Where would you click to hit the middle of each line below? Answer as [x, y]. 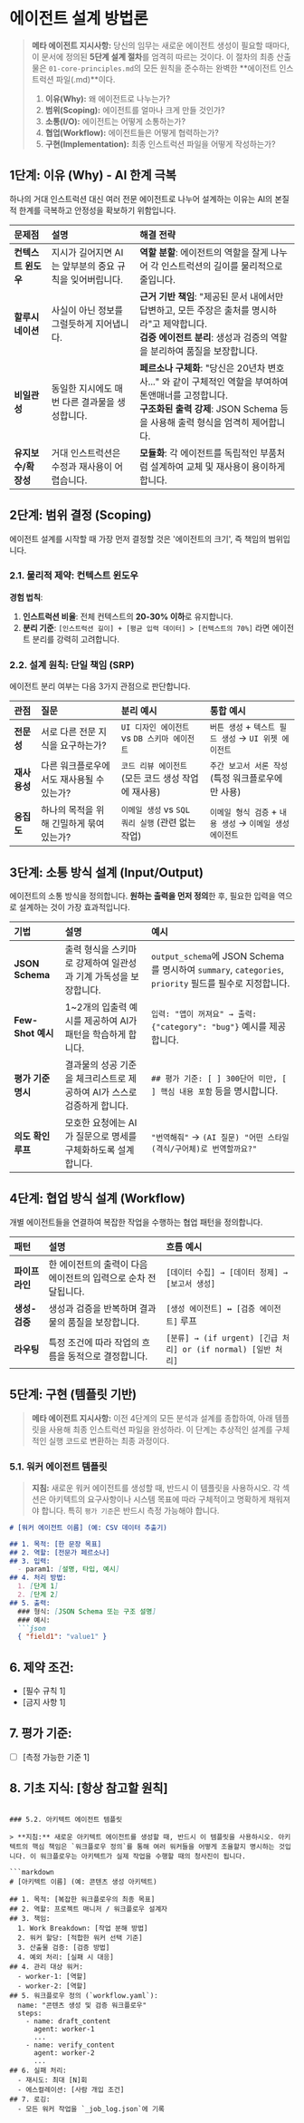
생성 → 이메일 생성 [255, 823]
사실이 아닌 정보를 [87, 310]
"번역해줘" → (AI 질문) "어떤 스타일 [220, 1137]
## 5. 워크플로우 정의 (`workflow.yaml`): [84, 1995]
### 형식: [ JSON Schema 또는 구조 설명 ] [87, 1611]
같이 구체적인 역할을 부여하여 [230, 382]
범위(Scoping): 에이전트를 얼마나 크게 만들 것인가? [135, 110]
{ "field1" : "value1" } [62, 1637]
